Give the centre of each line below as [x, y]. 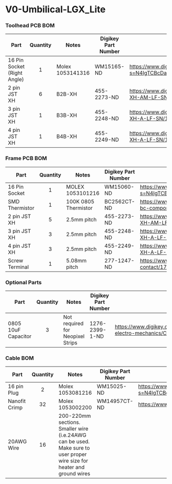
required [73, 323]
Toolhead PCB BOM [30, 26]
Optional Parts [24, 282]
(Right [15, 73]
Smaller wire [73, 429]
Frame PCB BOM [26, 159]
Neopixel [74, 336]
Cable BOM [20, 358]
